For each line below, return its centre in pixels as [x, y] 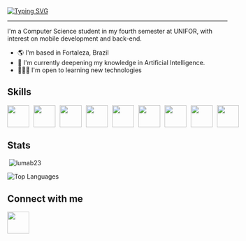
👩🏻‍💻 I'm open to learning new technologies [79, 70]
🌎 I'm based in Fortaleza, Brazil [63, 53]
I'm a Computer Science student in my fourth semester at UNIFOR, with [110, 31]
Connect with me [45, 199]
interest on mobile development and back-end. [74, 39]
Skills [19, 92]
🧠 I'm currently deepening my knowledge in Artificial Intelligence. [111, 63]
